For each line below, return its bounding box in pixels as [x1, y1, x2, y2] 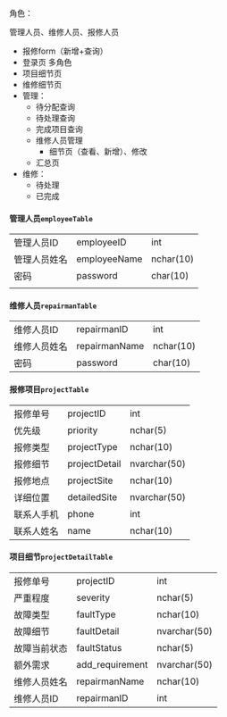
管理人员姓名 [13, 254, 69, 266]
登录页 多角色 [21, 57, 72, 67]
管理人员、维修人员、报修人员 [9, 27, 119, 38]
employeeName [76, 253, 143, 265]
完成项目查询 [35, 124, 83, 134]
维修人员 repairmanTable [9, 300, 97, 311]
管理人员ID [13, 237, 59, 249]
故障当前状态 [13, 642, 69, 654]
